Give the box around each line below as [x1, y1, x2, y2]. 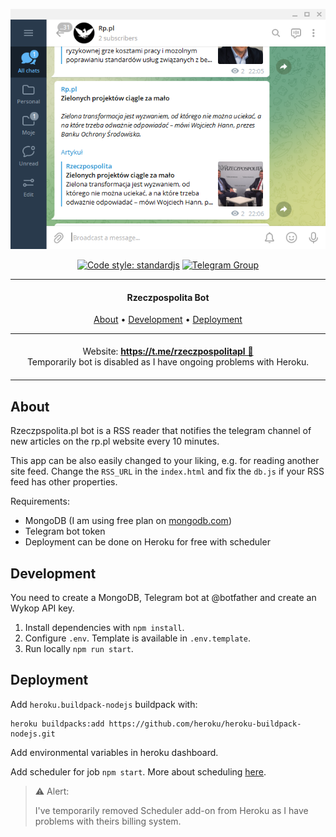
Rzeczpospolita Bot [126, 291, 210, 303]
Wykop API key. [10, 602, 75, 614]
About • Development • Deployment [93, 314, 243, 326]
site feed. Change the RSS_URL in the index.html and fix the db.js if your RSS [10, 465, 325, 478]
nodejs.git [10, 729, 56, 739]
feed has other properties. [10, 476, 118, 488]
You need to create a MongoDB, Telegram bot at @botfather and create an [10, 592, 317, 604]
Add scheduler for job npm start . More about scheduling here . [10, 765, 267, 778]
